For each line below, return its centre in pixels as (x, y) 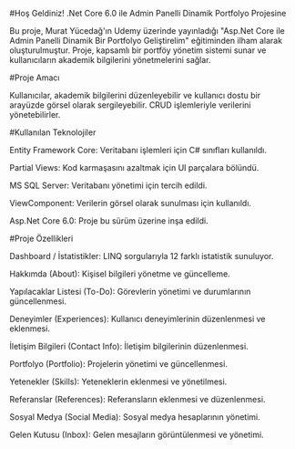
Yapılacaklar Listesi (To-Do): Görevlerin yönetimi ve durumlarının (130, 292)
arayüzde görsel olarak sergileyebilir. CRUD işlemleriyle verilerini (131, 105)
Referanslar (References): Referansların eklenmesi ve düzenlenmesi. (137, 399)
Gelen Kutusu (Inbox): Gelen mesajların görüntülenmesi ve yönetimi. (137, 434)
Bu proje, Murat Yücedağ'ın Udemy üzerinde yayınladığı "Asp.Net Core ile (147, 31)
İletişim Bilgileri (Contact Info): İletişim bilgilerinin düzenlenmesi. (129, 346)
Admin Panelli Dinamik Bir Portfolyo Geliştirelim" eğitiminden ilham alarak (146, 41)
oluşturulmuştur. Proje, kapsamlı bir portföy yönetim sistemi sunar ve (138, 50)
